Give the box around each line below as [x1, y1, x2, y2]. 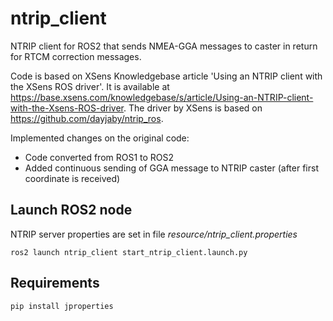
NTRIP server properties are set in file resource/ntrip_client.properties [10, 228, 298, 240]
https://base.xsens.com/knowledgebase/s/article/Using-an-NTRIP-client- [10, 91, 314, 103]
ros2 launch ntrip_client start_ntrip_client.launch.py [10, 247, 248, 257]
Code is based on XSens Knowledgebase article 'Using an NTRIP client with [10, 70, 323, 82]
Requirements [10, 275, 100, 292]
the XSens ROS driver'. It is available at [10, 80, 170, 92]
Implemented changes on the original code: [10, 132, 190, 144]
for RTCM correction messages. [10, 50, 142, 62]
